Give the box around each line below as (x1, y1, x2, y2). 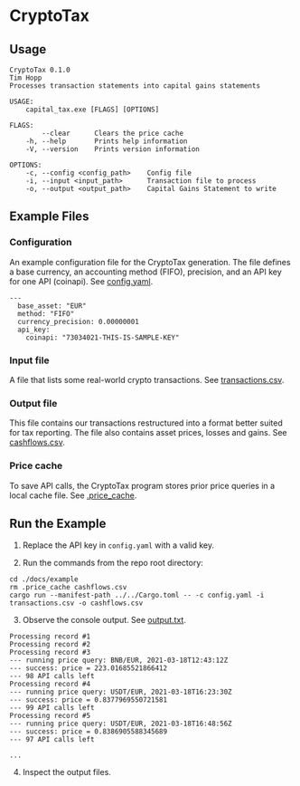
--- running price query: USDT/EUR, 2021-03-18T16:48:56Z (9, 719, 232, 729)
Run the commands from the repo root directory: (22, 558, 203, 569)
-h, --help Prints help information (25, 137, 188, 146)
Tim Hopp (9, 73, 42, 82)
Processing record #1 (9, 632, 91, 641)
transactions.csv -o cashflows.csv (9, 599, 144, 608)
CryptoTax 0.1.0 (9, 65, 70, 74)
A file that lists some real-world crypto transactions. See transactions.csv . (9, 374, 285, 385)
